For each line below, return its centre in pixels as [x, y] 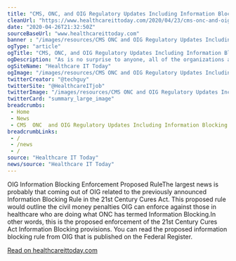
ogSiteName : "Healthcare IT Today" [59, 66]
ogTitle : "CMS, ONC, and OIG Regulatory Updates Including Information [114, 53]
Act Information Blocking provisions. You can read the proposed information [117, 229]
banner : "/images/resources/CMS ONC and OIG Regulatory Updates [105, 40]
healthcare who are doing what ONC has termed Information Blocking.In [112, 214]
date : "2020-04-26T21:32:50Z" [52, 27]
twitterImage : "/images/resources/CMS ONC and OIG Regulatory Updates [113, 92]
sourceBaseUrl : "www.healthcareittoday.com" [73, 33]
